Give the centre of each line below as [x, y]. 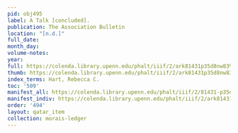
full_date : [23, 40]
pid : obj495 [25, 14]
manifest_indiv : [31, 99]
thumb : [17, 72]
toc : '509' [23, 86]
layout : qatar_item [36, 112]
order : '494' [27, 106]
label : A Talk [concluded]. [49, 20]
